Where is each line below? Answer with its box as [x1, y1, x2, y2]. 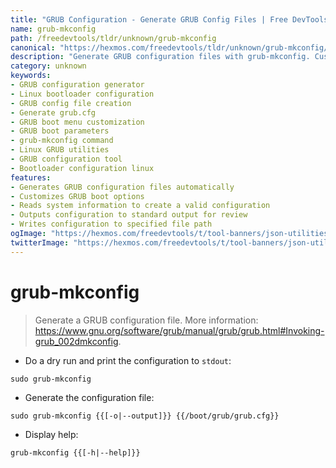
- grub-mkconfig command [10, 136, 114, 146]
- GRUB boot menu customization [10, 117, 145, 127]
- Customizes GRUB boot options [10, 191, 145, 201]
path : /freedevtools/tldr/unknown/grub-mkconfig [10, 33, 217, 43]
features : [10, 172, 52, 183]
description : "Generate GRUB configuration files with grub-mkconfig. [10, 52, 311, 62]
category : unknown [10, 61, 87, 71]
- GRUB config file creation [10, 98, 132, 108]
